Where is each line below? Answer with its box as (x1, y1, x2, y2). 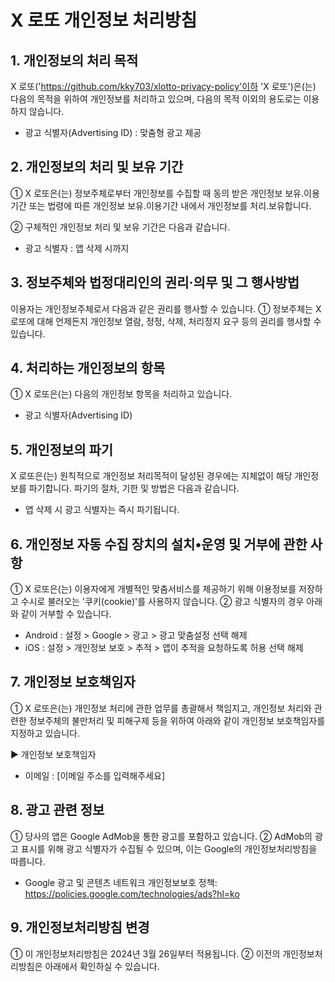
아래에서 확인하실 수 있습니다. (44, 960, 160, 972)
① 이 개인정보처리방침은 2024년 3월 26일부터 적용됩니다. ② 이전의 (10, 947, 281, 960)
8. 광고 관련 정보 (10, 802, 105, 819)
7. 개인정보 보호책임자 (10, 674, 136, 691)
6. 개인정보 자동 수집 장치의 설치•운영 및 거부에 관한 (10, 536, 308, 553)
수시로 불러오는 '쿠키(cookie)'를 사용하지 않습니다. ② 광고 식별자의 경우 (20, 596, 305, 608)
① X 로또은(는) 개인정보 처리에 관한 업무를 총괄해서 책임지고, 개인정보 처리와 (10, 702, 312, 714)
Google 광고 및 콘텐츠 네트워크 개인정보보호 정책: (24, 876, 218, 888)
